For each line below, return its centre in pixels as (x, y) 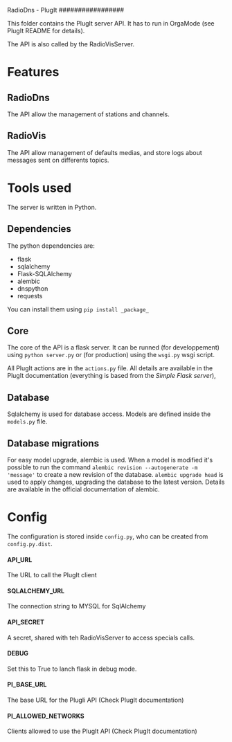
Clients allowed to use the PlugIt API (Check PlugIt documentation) (102, 731)
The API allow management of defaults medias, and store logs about (105, 152)
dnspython (33, 288)
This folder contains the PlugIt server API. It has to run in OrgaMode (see (111, 23)
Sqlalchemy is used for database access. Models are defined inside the (109, 414)
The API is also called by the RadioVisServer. (71, 44)
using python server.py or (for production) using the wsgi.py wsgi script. (111, 355)
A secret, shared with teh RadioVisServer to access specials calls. (101, 637)
